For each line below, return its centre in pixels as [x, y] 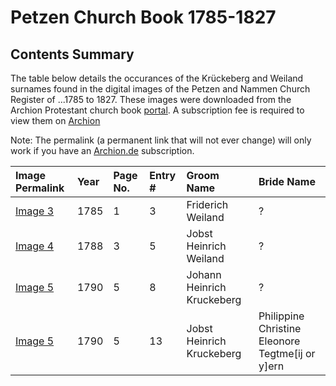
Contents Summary [72, 54]
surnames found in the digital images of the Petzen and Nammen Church [160, 89]
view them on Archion [55, 120]
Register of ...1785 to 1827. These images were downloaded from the [151, 99]
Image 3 [35, 211]
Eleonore [279, 341]
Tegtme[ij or [287, 353]
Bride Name [287, 181]
